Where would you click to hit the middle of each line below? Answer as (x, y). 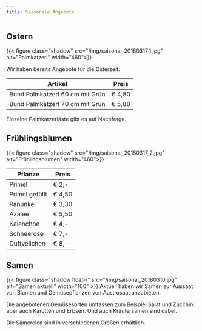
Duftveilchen (28, 244)
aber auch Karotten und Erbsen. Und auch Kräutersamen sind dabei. (92, 311)
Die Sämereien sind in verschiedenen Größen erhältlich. (76, 323)
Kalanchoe (25, 224)
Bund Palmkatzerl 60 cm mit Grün (57, 95)
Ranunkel (23, 204)
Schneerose (27, 234)
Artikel (58, 84)
